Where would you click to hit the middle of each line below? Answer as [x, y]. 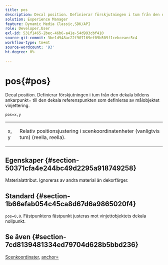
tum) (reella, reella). [42, 138]
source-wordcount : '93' [30, 47]
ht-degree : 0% [20, 52]
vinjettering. [17, 105]
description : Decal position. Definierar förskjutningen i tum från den [82, 15]
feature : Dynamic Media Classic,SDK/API [48, 24]
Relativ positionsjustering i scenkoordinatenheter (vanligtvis [89, 131]
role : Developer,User [28, 29]
